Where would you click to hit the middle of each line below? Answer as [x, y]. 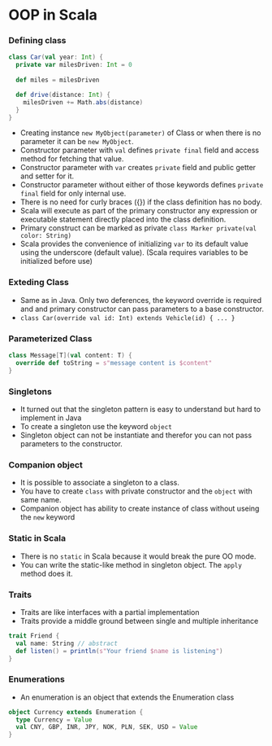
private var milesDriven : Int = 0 [74, 65]
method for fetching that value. [72, 159]
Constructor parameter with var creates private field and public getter [138, 168]
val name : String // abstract [67, 643]
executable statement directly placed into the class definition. [123, 219]
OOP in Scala [53, 15]
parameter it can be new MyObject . [77, 142]
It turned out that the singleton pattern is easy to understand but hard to [140, 409]
